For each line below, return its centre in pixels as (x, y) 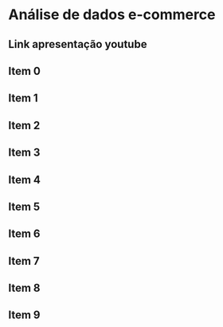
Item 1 (23, 98)
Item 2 (24, 125)
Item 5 (24, 206)
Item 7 (24, 261)
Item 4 (25, 180)
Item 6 (24, 234)
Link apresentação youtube (78, 44)
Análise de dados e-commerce (112, 15)
